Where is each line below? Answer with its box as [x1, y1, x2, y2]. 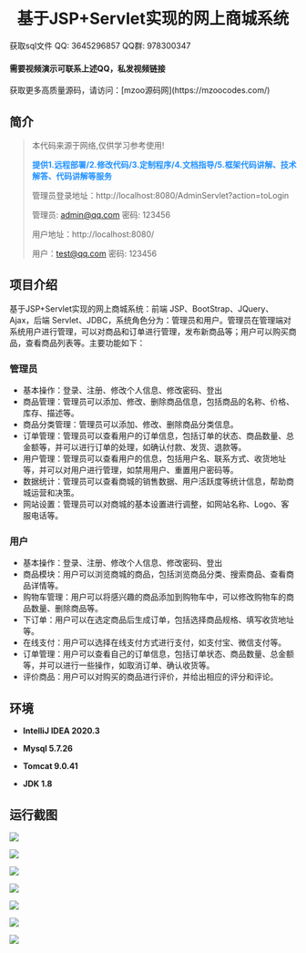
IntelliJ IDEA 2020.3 [22, 725, 100, 736]
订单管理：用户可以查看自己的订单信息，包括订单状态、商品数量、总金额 [22, 649, 294, 660]
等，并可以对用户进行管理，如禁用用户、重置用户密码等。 [22, 465, 239, 476]
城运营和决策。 [22, 487, 79, 498]
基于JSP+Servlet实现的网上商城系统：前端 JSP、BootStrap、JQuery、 [9, 302, 274, 314]
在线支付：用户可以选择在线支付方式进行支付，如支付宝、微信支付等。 [22, 637, 287, 648]
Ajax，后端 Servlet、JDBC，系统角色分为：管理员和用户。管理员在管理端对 [9, 314, 291, 325]
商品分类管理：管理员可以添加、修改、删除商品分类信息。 [22, 419, 239, 430]
